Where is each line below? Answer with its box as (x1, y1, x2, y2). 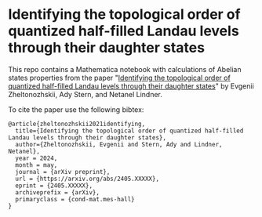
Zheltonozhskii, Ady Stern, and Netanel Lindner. (8, 89, 163, 99)
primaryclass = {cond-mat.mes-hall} (15, 195, 135, 203)
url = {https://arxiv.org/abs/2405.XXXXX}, (15, 175, 159, 183)
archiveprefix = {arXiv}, (15, 188, 100, 197)
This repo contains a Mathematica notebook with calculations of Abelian (8, 64, 242, 74)
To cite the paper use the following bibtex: (8, 104, 144, 114)
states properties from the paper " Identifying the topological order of (8, 73, 231, 82)
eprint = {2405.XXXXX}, (15, 182, 93, 190)
